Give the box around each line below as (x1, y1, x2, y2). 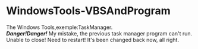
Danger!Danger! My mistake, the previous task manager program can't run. (6, 30, 193, 37)
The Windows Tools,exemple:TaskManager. (6, 24, 113, 31)
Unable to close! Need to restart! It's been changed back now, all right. (6, 36, 180, 43)
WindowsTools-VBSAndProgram (6, 4, 171, 18)
